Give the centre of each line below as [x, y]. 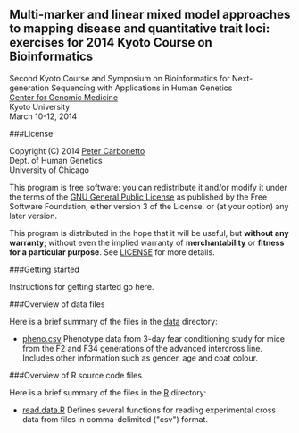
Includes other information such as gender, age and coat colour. [140, 358]
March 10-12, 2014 [43, 116]
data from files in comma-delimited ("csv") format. [115, 419]
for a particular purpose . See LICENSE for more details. [112, 252]
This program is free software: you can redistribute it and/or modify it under [148, 187]
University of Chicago [49, 170]
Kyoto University [40, 106]
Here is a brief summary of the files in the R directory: [108, 392]
